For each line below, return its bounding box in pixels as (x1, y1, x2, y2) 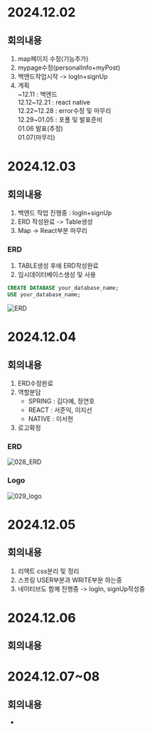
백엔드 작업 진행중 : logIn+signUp (17, 209, 112, 217)
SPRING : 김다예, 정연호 (28, 397, 95, 406)
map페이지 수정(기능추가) (17, 55, 89, 63)
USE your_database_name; (7, 291, 81, 298)
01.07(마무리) (17, 133, 55, 141)
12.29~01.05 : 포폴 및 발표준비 (17, 115, 103, 124)
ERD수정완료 (17, 379, 53, 388)
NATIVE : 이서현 (28, 415, 74, 423)
